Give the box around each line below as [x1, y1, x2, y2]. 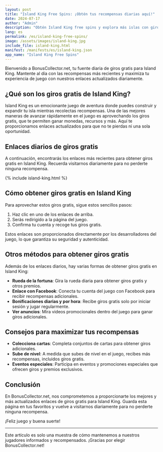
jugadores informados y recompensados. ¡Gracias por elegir [5, 437, 125, 443]
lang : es [5, 30, 23, 34]
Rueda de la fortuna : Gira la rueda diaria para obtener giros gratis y [12, 277, 147, 284]
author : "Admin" [5, 20, 38, 26]
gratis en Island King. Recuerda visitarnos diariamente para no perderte [5, 161, 148, 166]
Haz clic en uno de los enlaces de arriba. [12, 211, 94, 217]
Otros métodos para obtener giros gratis [5, 250, 130, 258]
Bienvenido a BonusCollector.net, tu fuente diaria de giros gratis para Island [5, 65, 156, 71]
